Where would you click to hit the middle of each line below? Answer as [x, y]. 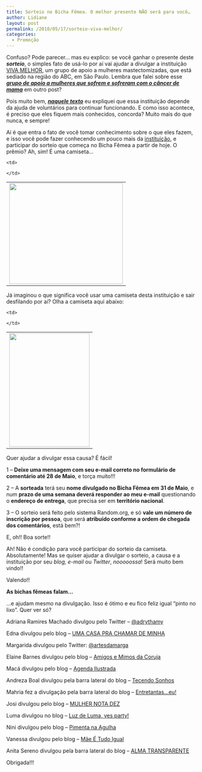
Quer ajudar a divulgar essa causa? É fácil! [59, 458]
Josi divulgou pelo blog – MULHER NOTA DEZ [63, 704]
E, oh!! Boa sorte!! [28, 537]
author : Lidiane [27, 18]
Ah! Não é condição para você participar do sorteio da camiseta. [87, 549]
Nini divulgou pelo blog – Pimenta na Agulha [61, 727]
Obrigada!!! [20, 762]
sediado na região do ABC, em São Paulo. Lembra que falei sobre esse [94, 77]
